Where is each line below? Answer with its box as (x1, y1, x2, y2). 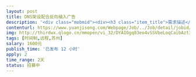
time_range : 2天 (6, 57, 45, 63)
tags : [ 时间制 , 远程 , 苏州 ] (6, 35, 63, 41)
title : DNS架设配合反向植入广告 (6, 14, 76, 20)
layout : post (6, 8, 38, 14)
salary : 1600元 (6, 41, 42, 47)
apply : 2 (6, 52, 27, 57)
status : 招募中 (6, 62, 40, 68)
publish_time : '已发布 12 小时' (6, 46, 80, 52)
